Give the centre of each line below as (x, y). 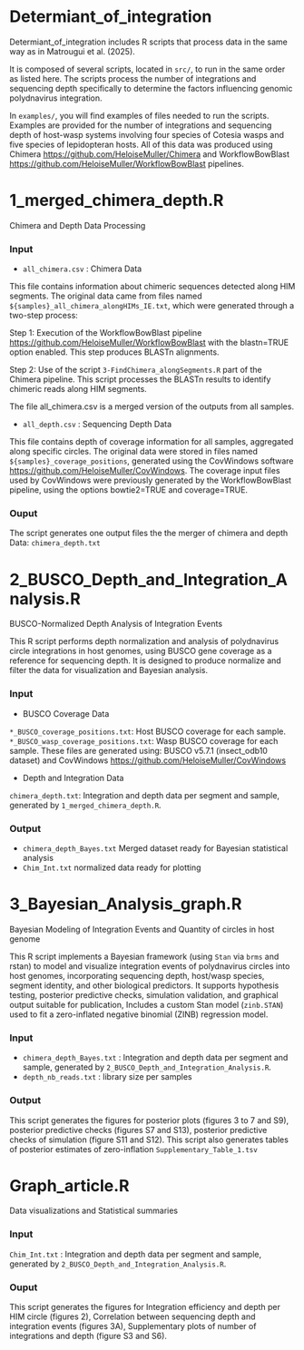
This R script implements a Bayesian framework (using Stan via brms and (144, 956)
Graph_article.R (69, 1185)
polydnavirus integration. (56, 98)
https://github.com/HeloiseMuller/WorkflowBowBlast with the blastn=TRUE (149, 343)
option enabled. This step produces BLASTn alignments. (114, 352)
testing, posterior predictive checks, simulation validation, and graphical (144, 994)
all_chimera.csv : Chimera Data (82, 269)
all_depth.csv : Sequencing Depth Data (97, 425)
